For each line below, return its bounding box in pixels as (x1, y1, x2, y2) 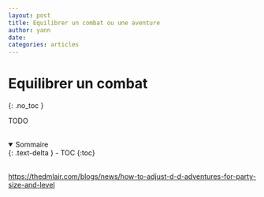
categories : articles (8, 41, 80, 49)
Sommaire (15, 139, 49, 150)
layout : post (8, 11, 51, 20)
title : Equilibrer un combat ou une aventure (8, 19, 160, 27)
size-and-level (8, 180, 55, 190)
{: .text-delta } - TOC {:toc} (8, 148, 96, 158)
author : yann (8, 26, 51, 34)
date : (8, 33, 26, 42)
